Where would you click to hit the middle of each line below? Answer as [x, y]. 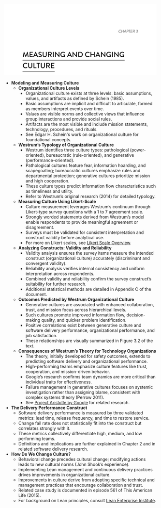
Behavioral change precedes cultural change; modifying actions [82, 459]
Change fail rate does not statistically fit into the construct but [80, 423]
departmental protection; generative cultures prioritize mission [88, 176]
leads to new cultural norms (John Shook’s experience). [74, 464]
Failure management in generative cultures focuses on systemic [89, 387]
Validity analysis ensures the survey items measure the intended [89, 253]
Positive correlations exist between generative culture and [83, 325]
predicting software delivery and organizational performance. [87, 361]
